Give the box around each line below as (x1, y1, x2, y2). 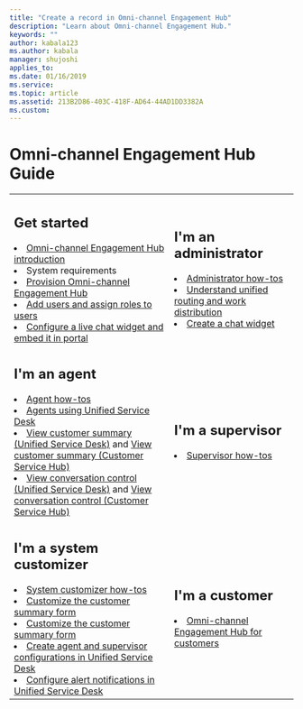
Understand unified (186, 283, 269, 296)
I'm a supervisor (174, 421, 282, 439)
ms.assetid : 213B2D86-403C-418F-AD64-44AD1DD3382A (9, 97, 204, 106)
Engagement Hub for (174, 626, 263, 639)
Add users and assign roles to (26, 298, 152, 310)
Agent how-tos (26, 393, 92, 406)
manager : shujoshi (9, 55, 78, 64)
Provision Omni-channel (26, 275, 131, 288)
